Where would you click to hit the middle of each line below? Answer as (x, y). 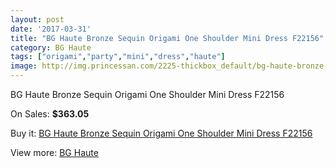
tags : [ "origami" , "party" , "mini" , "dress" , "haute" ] (118, 57)
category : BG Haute (51, 47)
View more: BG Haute (54, 152)
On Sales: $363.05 (50, 114)
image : (24, 66)
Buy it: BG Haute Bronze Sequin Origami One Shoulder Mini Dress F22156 (161, 133)
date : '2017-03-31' (51, 29)
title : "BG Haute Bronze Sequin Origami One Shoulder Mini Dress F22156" (167, 38)
